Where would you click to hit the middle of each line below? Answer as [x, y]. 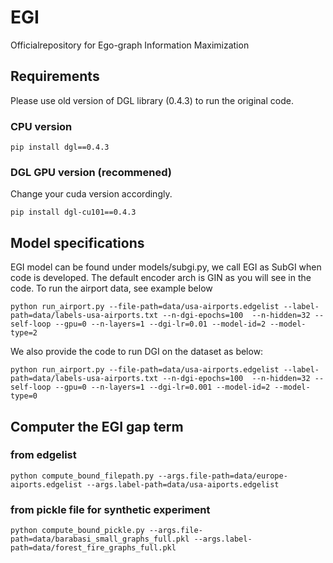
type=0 [24, 396]
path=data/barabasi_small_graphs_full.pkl [100, 539]
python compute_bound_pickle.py [77, 531]
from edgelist [43, 455]
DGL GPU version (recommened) [91, 172]
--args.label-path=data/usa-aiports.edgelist [183, 484]
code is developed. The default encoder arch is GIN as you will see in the [161, 278]
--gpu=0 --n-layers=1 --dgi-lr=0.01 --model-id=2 [160, 324]
